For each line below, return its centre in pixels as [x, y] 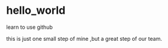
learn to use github [29, 27]
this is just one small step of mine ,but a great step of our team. [84, 38]
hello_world [36, 10]
